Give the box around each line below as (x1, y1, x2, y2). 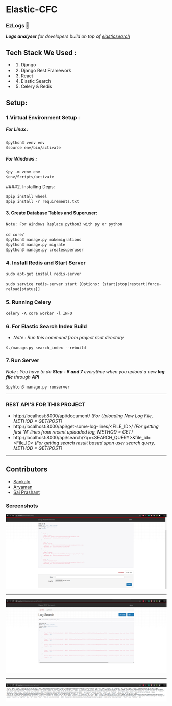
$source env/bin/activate (6, 145, 61, 150)
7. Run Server (6, 357, 40, 364)
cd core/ (6, 232, 24, 237)
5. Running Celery (6, 298, 52, 305)
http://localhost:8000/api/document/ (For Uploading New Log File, (13, 413, 153, 419)
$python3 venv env (6, 140, 45, 145)
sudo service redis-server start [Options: (6, 282, 100, 287)
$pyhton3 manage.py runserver (6, 384, 70, 390)
